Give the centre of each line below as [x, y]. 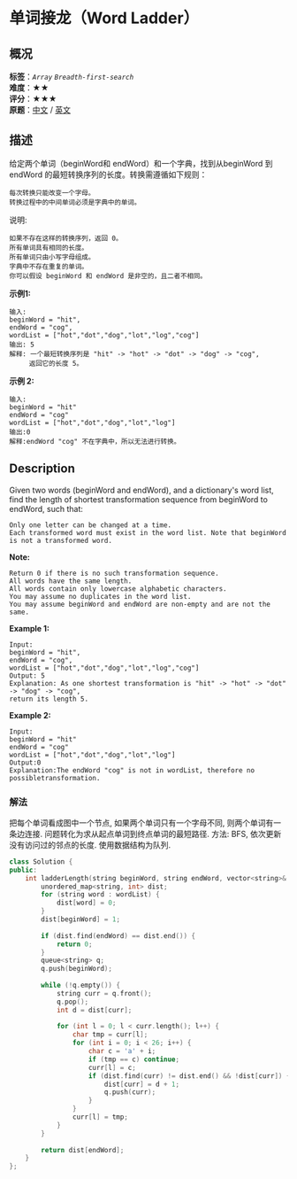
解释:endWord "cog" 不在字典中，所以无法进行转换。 [95, 441]
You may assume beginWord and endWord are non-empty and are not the [140, 604]
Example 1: [30, 628]
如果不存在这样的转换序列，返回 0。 [66, 238]
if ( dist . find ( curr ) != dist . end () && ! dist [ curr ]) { [189, 1076]
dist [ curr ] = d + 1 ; [141, 1084]
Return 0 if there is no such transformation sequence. [114, 573]
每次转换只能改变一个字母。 [52, 193]
